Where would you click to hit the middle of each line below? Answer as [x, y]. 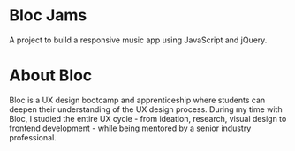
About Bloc [51, 75]
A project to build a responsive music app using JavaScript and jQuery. [138, 40]
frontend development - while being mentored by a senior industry [130, 128]
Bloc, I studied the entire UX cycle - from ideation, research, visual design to [148, 118]
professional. [33, 137]
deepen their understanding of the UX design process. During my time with [146, 109]
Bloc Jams [48, 15]
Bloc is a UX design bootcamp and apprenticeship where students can [137, 100]
